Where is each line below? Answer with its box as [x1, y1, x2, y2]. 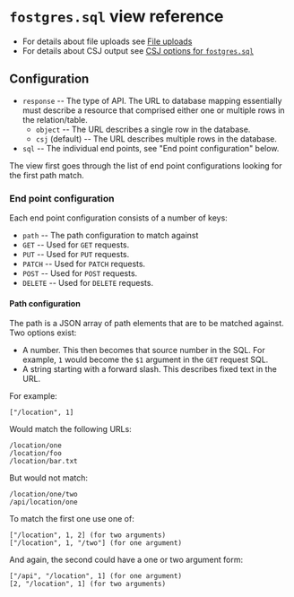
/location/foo [9, 449, 63, 458]
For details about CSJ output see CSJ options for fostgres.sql [22, 45, 254, 56]
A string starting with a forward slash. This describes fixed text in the [22, 364, 278, 375]
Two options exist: [9, 327, 77, 338]
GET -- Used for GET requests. [22, 239, 130, 250]
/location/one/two [9, 490, 78, 499]
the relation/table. [22, 114, 88, 125]
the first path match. [9, 169, 84, 180]
